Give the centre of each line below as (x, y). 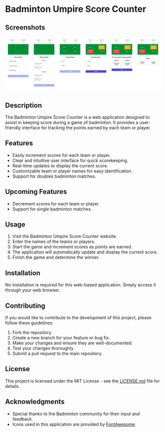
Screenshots (25, 27)
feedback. (22, 419)
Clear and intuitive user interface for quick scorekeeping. (70, 160)
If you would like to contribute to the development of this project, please (78, 318)
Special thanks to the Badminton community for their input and (76, 414)
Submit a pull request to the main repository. (57, 354)
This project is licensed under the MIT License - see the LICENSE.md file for (82, 381)
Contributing (25, 306)
